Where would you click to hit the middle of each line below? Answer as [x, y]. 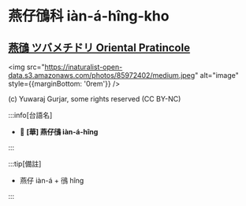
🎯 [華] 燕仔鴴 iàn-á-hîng [59, 132]
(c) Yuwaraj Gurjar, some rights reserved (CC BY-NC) [95, 99]
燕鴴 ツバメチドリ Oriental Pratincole [99, 48]
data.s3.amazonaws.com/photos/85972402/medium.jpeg [102, 75]
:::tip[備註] [25, 164]
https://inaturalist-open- [84, 67]
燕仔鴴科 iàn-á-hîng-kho [89, 16]
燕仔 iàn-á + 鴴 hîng [52, 180]
